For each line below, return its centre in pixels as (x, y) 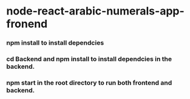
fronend (27, 24)
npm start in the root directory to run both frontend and (89, 83)
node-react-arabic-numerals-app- (96, 11)
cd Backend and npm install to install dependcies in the (89, 59)
